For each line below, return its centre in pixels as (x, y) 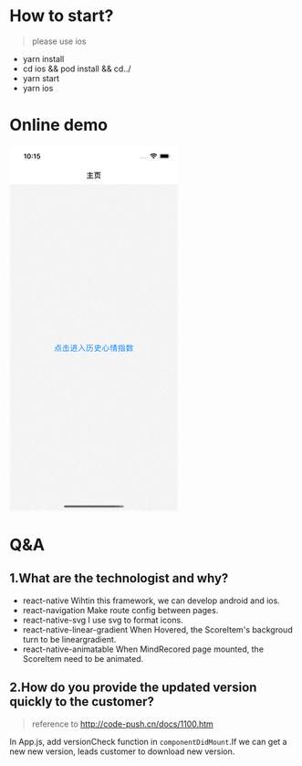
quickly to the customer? (82, 702)
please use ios (59, 41)
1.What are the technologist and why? (119, 578)
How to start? (62, 16)
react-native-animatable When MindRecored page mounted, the (143, 649)
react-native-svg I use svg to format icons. (103, 620)
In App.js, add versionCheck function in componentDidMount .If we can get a (148, 741)
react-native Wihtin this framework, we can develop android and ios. (151, 601)
